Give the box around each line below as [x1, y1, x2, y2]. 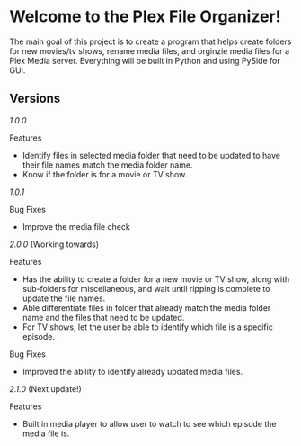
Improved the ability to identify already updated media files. [22, 366, 243, 377]
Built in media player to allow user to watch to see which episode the [22, 418, 277, 429]
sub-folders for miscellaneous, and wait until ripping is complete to [22, 283, 270, 294]
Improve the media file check [22, 221, 130, 232]
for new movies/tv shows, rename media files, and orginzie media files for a [9, 45, 290, 56]
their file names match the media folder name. [22, 159, 193, 170]
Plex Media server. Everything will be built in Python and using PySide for [9, 55, 280, 66]
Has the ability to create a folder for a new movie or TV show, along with [22, 273, 290, 285]
